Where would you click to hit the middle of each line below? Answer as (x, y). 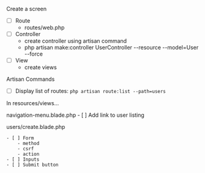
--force (33, 54)
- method (28, 144)
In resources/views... (33, 103)
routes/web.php (44, 28)
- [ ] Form (20, 138)
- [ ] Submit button (33, 165)
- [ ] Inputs (23, 160)
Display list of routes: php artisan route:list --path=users (91, 91)
